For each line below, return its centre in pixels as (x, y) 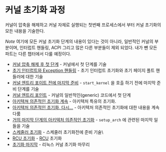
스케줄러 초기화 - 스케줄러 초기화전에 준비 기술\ (58, 132)
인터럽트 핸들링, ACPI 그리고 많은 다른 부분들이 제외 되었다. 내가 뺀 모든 (88, 47)
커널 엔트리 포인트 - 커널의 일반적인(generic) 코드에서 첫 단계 (72, 95)
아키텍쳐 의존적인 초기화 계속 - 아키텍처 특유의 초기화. (64, 101)
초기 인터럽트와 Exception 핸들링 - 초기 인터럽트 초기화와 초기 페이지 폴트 (83, 70)
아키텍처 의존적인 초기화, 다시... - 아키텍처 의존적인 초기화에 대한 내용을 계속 (86, 107)
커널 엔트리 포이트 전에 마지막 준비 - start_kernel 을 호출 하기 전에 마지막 (84, 82)
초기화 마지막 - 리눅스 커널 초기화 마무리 (51, 144)
